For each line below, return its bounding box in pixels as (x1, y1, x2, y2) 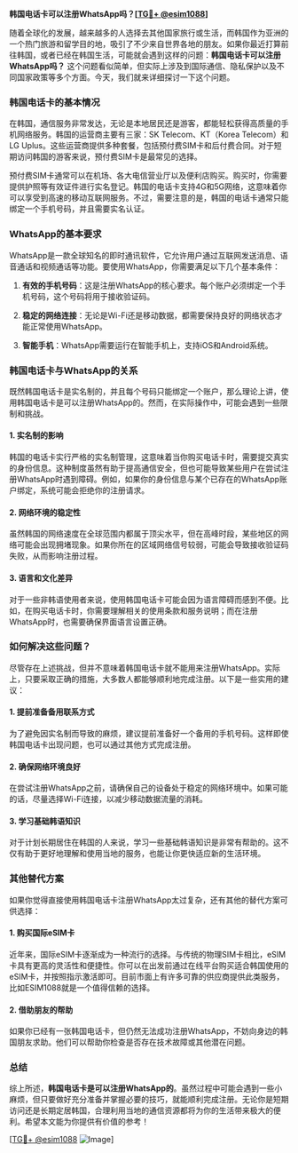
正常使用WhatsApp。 (29, 321, 108, 331)
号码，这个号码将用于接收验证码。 (29, 290, 155, 301)
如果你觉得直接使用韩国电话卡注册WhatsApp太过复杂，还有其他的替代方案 (9, 895, 281, 905)
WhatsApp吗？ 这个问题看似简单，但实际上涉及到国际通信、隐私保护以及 (9, 61, 278, 71)
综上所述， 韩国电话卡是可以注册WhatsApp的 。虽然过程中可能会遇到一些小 (9, 1083, 283, 1093)
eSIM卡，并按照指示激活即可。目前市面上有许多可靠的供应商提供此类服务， (9, 971, 285, 982)
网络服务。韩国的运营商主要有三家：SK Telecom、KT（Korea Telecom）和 (16, 129, 289, 140)
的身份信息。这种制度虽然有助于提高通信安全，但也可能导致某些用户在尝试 (9, 463, 281, 473)
